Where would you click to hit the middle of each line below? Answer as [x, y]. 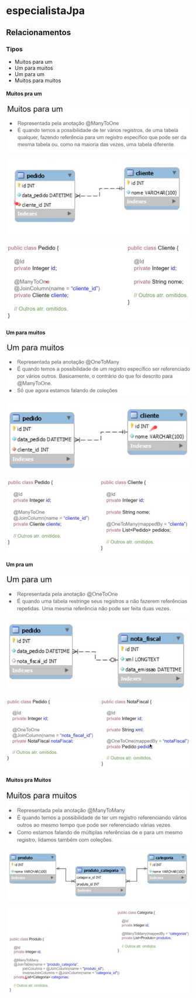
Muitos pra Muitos [29, 780]
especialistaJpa [46, 11]
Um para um [30, 74]
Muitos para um [33, 61]
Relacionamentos [39, 32]
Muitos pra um [24, 94]
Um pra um [20, 565]
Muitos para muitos [38, 80]
